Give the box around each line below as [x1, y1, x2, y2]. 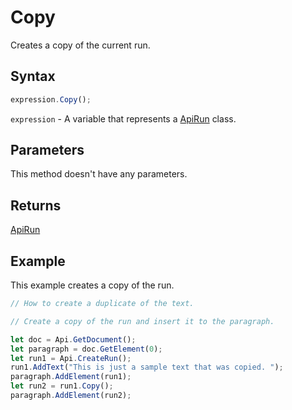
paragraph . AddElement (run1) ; [10, 372, 132, 382]
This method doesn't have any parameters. [10, 168, 188, 180]
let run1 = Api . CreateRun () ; [10, 353, 132, 363]
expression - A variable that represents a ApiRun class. [10, 112, 237, 125]
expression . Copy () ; [10, 94, 92, 105]
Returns [10, 197, 62, 214]
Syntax [10, 68, 56, 85]
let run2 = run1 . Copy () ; [10, 381, 114, 391]
